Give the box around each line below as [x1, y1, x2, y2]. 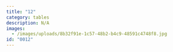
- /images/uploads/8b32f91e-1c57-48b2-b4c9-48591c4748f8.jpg [11, 31, 168, 37]
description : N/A [6, 20, 50, 26]
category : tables [6, 14, 50, 20]
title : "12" [6, 8, 36, 15]
